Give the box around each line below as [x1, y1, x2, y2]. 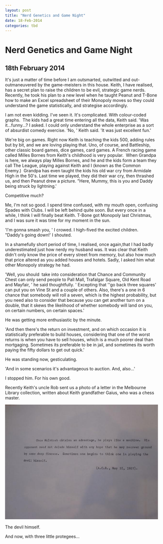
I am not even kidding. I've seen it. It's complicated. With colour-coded [5, 112, 147, 118]
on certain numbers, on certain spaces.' [5, 308, 85, 313]
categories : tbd [5, 23, 38, 28]
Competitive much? [5, 193, 44, 198]
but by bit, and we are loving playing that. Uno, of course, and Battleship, [5, 142, 151, 148]
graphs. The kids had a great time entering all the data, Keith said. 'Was [5, 117, 149, 123]
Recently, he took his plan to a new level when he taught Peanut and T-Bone [5, 92, 158, 98]
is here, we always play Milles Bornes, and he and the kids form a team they [5, 158, 157, 164]
